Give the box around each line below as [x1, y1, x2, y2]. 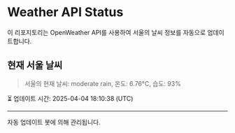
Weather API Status [7, 4, 124, 20]
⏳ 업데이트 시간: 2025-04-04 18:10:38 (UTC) [7, 94, 134, 102]
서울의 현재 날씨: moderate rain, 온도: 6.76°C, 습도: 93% [24, 79, 182, 87]
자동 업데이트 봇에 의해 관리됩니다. [7, 118, 101, 126]
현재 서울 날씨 [7, 59, 63, 71]
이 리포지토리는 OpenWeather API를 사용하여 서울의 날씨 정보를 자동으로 [7, 28, 206, 36]
